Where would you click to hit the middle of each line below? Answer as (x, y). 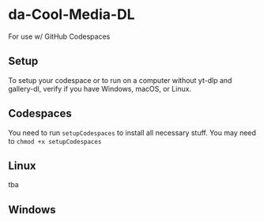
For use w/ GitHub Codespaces (59, 36)
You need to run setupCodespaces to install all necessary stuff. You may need (132, 133)
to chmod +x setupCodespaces (55, 141)
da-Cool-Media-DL (72, 15)
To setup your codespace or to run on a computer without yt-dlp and (120, 80)
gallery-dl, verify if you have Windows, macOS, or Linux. (100, 88)
